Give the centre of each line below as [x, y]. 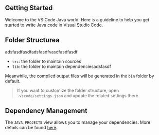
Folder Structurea [32, 40]
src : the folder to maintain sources [47, 61]
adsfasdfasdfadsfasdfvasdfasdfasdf [41, 52]
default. [13, 81]
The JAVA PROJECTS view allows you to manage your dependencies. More [78, 122]
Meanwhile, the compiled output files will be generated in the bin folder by [79, 76]
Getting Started [29, 8]
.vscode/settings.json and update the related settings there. [78, 95]
